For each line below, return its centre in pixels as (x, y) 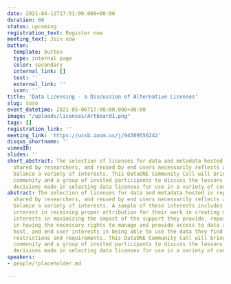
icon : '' (26, 90)
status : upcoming (32, 26)
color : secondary (38, 65)
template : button (38, 52)
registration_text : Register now (55, 33)
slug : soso (23, 103)
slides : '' (23, 155)
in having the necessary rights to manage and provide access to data (117, 225)
